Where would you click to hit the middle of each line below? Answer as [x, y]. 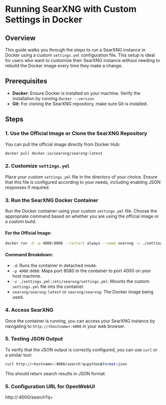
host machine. [27, 276]
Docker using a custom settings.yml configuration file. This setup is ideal [80, 55]
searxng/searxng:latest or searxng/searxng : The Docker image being [83, 292]
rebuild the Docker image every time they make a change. [64, 66]
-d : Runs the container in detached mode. [55, 266]
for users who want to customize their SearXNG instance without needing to [83, 60]
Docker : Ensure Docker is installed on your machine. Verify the [76, 93]
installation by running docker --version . [54, 98]
